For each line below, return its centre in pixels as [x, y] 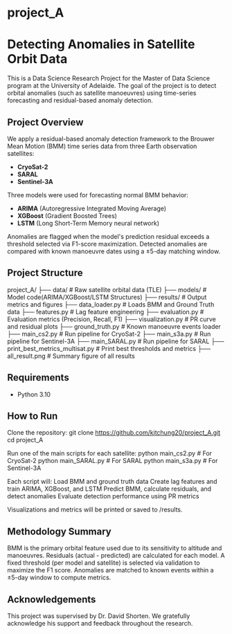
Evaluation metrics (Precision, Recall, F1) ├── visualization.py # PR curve [111, 319]
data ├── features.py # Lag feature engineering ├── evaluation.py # [106, 311]
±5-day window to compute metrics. [59, 578]
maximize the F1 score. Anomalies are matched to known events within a [110, 570]
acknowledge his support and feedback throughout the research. [100, 623]
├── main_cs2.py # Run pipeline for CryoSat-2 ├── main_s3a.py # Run [109, 334]
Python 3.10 [34, 394]
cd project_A [25, 440]
